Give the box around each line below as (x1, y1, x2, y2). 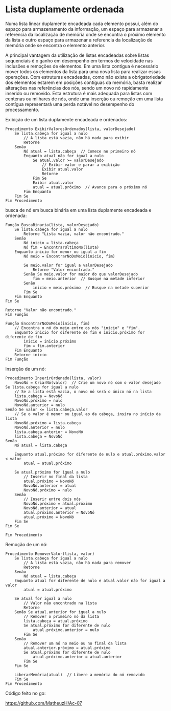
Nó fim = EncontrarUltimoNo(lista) (23, 245, 100, 250)
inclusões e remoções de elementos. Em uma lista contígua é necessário (5, 63, 159, 69)
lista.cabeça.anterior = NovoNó (14, 429, 83, 435)
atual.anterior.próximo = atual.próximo (23, 645, 111, 651)
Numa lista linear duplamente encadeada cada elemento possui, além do (5, 20, 158, 27)
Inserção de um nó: (5, 365, 46, 372)
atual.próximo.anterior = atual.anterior (32, 654, 123, 659)
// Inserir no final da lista (23, 474, 88, 479)
